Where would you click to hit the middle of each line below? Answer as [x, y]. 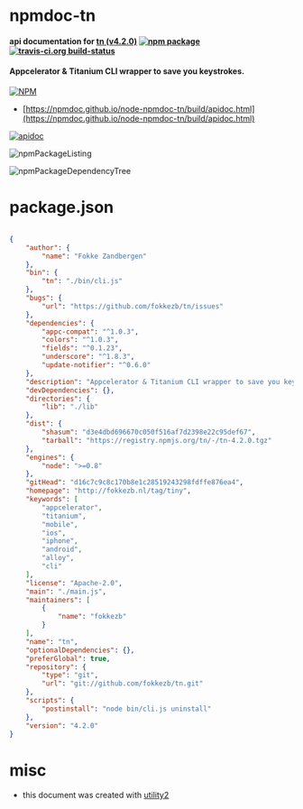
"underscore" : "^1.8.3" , [88, 357]
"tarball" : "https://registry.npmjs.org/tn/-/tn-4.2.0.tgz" [157, 440]
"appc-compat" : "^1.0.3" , [91, 331]
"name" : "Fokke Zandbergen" [94, 256]
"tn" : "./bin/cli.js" [83, 281]
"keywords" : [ [52, 500]
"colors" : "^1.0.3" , [80, 340]
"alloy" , [58, 558]
